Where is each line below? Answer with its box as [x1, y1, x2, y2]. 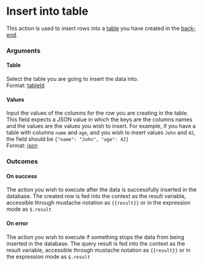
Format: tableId [6, 82, 45, 89]
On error [6, 219, 29, 227]
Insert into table [6, 4, 89, 18]
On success [6, 172, 37, 180]
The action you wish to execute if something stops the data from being [6, 233, 185, 240]
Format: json [6, 142, 38, 150]
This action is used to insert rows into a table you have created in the [6, 25, 180, 32]
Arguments [6, 46, 41, 55]
